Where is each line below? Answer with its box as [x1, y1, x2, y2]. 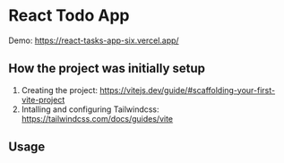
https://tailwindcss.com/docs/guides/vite [21, 113, 174, 124]
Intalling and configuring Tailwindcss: [21, 104, 159, 115]
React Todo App [8, 5, 130, 26]
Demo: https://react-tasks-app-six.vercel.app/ [8, 35, 180, 46]
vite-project [21, 94, 65, 105]
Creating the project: [21, 84, 99, 95]
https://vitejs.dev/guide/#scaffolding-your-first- [99, 84, 275, 95]
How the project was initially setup [8, 61, 206, 76]
